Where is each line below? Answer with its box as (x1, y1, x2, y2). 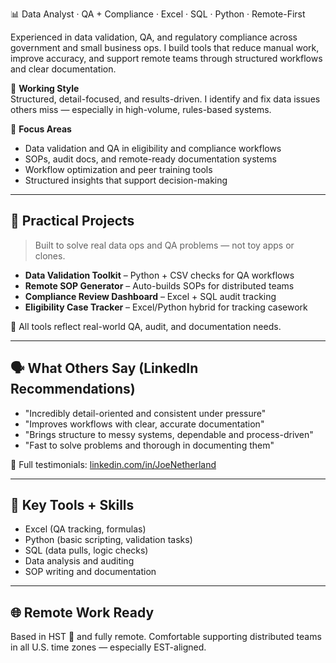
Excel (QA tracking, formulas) (24, 523, 147, 535)
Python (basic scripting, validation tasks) (24, 534, 193, 546)
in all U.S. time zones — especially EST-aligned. (10, 641, 207, 653)
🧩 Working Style (10, 83, 80, 94)
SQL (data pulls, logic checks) (24, 544, 149, 557)
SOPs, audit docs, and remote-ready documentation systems (24, 153, 277, 165)
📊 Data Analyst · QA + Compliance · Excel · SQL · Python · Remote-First (10, 8, 306, 20)
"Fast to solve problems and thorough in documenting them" (24, 439, 275, 451)
